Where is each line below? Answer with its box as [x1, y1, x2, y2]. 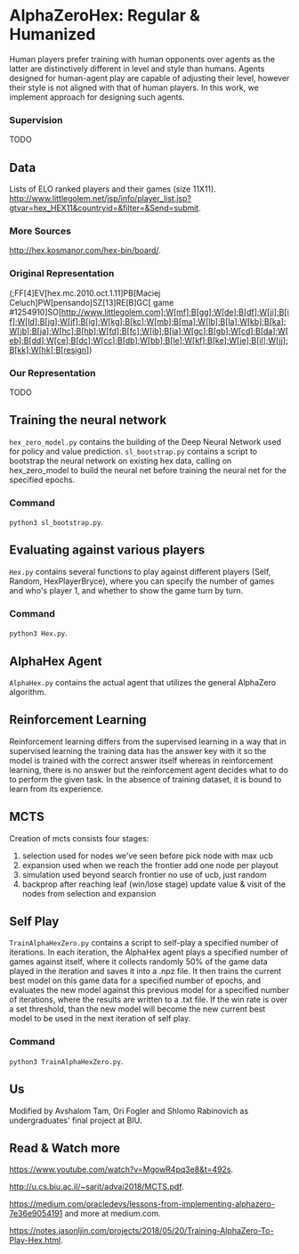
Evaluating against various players [9, 543, 206, 558]
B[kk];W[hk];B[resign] [9, 344, 90, 355]
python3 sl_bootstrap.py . [9, 517, 104, 528]
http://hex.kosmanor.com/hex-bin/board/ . [9, 245, 162, 256]
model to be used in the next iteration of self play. [9, 1013, 191, 1024]
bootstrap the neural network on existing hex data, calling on [9, 455, 232, 466]
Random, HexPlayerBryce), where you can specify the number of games [9, 576, 275, 586]
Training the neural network [9, 413, 167, 428]
